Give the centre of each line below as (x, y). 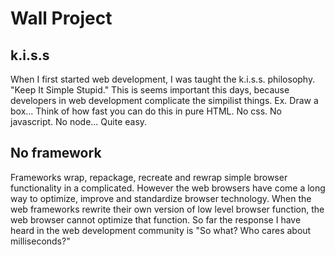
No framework (56, 153)
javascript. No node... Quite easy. (79, 121)
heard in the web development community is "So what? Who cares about (161, 230)
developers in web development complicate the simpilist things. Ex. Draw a (164, 100)
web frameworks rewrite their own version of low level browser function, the (167, 209)
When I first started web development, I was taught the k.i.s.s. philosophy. (163, 79)
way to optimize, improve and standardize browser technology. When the (161, 198)
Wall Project (61, 18)
